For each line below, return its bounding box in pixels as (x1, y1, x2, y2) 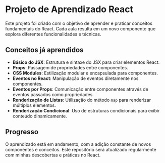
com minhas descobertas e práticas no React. (5, 152, 101, 158)
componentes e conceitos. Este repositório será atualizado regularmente (5, 146, 156, 152)
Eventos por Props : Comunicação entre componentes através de (12, 86, 149, 92)
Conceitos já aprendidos (5, 46, 84, 54)
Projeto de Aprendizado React (5, 4, 134, 15)
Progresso (5, 128, 39, 136)
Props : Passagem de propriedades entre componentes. (12, 64, 129, 70)
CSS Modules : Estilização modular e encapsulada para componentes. (12, 70, 158, 76)
